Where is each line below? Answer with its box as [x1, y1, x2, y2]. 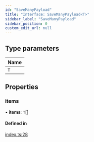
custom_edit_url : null [5, 26, 52, 31]
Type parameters [5, 44, 59, 53]
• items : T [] [5, 109, 29, 115]
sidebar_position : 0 [5, 21, 48, 26]
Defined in [5, 120, 27, 127]
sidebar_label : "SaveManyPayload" [5, 16, 77, 21]
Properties [5, 83, 39, 91]
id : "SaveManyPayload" [5, 7, 52, 12]
